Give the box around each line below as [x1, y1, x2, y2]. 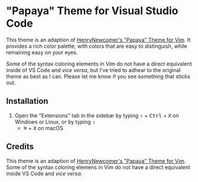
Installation [6, 96, 48, 106]
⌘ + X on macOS [23, 124, 63, 131]
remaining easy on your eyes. [6, 48, 78, 56]
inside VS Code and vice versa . [6, 170, 83, 177]
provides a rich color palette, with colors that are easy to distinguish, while [6, 43, 187, 50]
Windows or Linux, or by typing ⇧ [14, 118, 96, 125]
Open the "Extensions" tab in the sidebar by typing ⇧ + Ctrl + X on [14, 112, 179, 119]
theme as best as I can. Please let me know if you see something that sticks [6, 73, 190, 80]
